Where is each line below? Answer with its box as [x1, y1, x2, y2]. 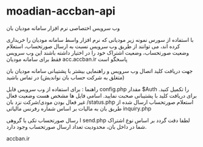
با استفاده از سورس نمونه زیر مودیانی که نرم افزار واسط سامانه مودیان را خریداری [6, 36, 194, 43]
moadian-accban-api [6, 4, 115, 18]
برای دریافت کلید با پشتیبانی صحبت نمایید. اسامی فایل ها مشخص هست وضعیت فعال [6, 92, 198, 99]
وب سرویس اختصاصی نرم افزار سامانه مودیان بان [6, 24, 120, 32]
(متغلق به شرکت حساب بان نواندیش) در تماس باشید [6, 73, 125, 81]
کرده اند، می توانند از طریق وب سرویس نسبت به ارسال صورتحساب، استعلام [6, 43, 181, 50]
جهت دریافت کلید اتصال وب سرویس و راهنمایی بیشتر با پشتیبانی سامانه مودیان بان [6, 67, 193, 74]
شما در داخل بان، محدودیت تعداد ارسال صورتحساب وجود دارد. [6, 123, 147, 130]
